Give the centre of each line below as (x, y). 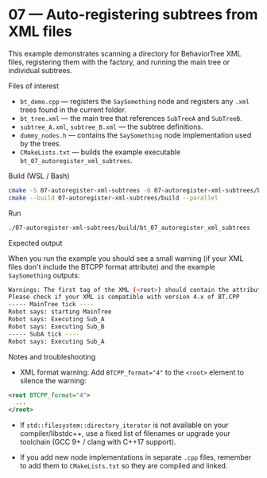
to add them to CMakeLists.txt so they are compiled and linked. (124, 466)
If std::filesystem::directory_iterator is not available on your (124, 425)
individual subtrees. (41, 70)
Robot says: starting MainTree (60, 312)
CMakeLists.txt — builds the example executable (100, 152)
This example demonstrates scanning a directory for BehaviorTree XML (125, 53)
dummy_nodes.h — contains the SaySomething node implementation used (135, 135)
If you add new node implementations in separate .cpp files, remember (135, 457)
